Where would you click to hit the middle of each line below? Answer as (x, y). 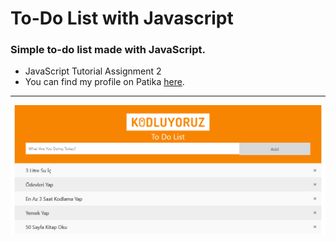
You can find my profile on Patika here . (104, 82)
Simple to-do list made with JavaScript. (108, 50)
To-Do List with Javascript (122, 18)
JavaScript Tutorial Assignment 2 (93, 71)
